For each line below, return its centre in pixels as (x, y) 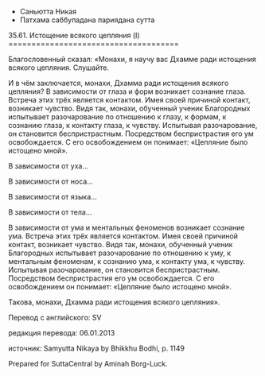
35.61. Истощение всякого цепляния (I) (74, 35)
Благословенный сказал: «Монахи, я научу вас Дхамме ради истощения (132, 59)
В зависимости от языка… (53, 197)
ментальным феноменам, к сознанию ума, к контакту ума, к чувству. (127, 261)
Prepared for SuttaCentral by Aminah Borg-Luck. (88, 364)
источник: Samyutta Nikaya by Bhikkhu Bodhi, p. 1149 (97, 348)
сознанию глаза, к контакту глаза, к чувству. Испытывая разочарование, (133, 125)
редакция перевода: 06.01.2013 (62, 333)
